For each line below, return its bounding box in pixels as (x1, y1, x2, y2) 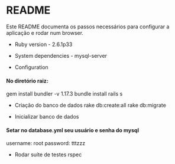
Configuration (14, 63, 48, 71)
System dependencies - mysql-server (14, 52, 108, 59)
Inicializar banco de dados (14, 113, 79, 120)
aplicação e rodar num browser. (6, 29, 84, 36)
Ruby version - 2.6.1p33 (14, 41, 73, 48)
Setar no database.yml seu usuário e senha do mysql (6, 126, 139, 133)
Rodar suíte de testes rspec (14, 151, 82, 158)
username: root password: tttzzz (6, 140, 86, 147)
